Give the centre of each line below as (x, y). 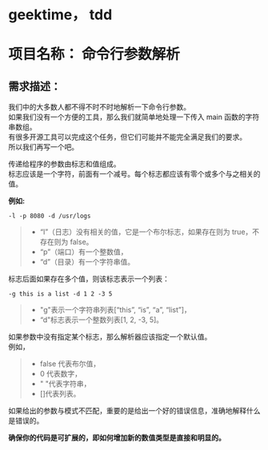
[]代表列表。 (60, 394)
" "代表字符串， (65, 384)
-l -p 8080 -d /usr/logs (50, 216)
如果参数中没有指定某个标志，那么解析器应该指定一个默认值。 (110, 337)
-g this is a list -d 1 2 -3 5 (60, 294)
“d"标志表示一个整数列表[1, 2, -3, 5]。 (102, 320)
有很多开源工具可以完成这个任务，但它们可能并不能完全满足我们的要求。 (127, 137)
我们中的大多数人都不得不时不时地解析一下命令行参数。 (99, 107)
